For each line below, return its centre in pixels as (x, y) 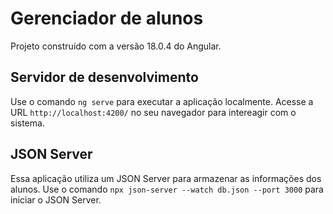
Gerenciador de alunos (107, 18)
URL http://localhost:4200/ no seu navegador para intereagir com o (153, 112)
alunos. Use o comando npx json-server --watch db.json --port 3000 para (167, 189)
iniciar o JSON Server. (56, 199)
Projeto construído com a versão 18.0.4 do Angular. (116, 46)
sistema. (27, 123)
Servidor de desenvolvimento (104, 77)
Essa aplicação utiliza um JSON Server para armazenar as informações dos (166, 178)
